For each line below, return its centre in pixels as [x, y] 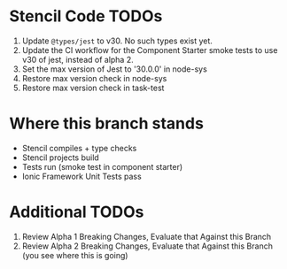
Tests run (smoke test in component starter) [102, 166]
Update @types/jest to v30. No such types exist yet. [117, 41]
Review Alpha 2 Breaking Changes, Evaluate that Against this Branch [147, 246]
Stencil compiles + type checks [79, 148]
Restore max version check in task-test [93, 88]
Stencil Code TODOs [86, 16]
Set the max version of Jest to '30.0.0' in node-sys [115, 69]
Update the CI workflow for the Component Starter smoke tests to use [150, 50]
